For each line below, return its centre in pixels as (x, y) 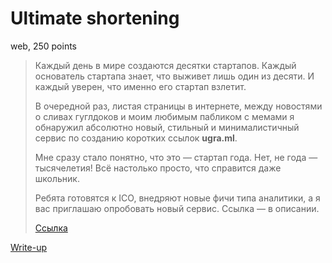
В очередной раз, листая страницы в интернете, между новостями (178, 106)
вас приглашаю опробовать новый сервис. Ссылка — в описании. (177, 208)
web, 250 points (43, 46)
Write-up (29, 247)
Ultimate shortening (95, 18)
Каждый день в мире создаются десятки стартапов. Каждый (165, 65)
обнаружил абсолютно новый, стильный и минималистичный (167, 127)
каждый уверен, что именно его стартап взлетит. (140, 86)
